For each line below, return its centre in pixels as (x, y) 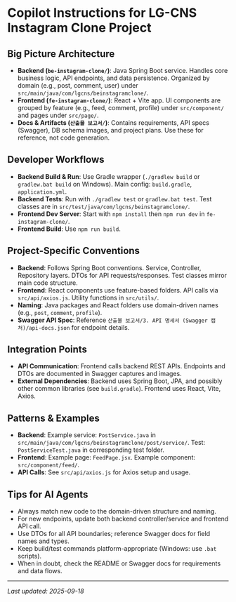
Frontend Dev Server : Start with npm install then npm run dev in (111, 214)
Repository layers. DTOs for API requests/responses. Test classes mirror (122, 275)
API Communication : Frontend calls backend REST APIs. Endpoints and (122, 366)
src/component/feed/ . (48, 465)
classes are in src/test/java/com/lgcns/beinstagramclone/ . (104, 206)
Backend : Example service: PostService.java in (86, 435)
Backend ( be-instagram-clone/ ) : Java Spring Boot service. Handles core (123, 71)
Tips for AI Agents (48, 494)
